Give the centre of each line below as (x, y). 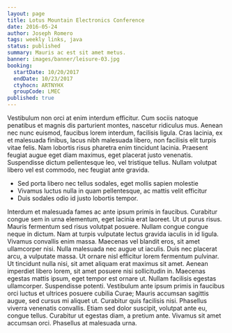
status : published (34, 46)
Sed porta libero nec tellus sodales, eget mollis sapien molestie (108, 183)
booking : (20, 66)
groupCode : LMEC (37, 91)
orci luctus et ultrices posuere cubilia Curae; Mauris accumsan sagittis (108, 293)
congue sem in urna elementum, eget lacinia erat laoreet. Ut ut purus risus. (115, 219)
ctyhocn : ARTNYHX (39, 85)
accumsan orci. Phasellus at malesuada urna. (72, 323)
